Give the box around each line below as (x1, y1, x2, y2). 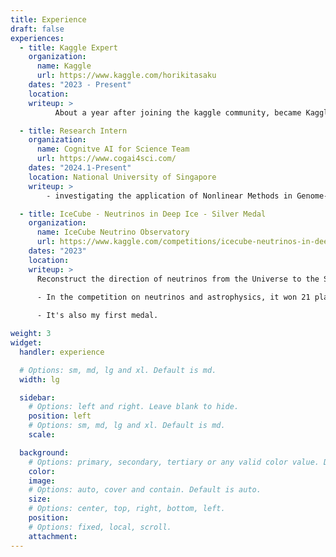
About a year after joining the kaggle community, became (54, 107, 302, 118)
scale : (28, 430, 56, 440)
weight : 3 (10, 329, 52, 339)
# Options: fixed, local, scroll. (28, 522, 172, 532)
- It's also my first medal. (36, 311, 159, 321)
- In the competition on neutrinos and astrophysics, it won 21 (36, 292, 311, 302)
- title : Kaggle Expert (19, 42, 118, 53)
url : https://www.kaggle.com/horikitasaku (36, 71, 217, 81)
